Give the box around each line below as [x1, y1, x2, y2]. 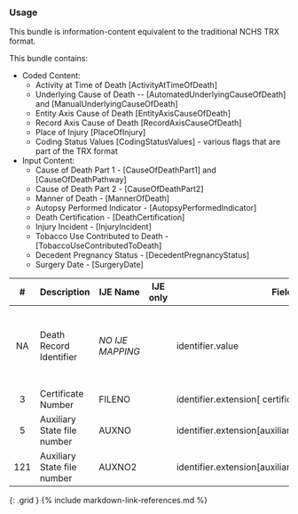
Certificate [39, 388, 84, 400]
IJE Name [98, 286, 140, 299]
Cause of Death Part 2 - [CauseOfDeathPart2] [35, 184, 204, 195]
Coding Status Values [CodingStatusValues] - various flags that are [35, 136, 281, 148]
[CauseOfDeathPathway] [35, 174, 127, 185]
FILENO [98, 393, 131, 406]
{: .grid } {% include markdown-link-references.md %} [9, 495, 208, 506]
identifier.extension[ [176, 393, 261, 406]
